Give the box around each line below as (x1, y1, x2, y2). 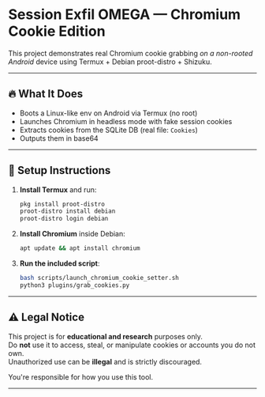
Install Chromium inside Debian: (19, 229, 126, 239)
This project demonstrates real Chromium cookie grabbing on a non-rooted (8, 48, 253, 58)
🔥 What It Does (8, 87, 84, 100)
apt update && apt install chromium (19, 244, 140, 252)
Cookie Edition (8, 22, 106, 40)
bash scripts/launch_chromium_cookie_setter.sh (19, 274, 179, 282)
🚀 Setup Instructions (8, 164, 111, 177)
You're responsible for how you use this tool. (8, 372, 154, 381)
